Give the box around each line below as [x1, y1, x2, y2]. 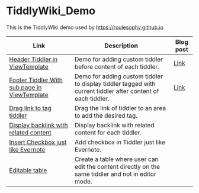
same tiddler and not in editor [75, 170, 156, 178]
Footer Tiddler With [9, 76, 63, 84]
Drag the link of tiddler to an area [75, 104, 166, 112]
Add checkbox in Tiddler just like [75, 138, 166, 146]
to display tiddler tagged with [75, 79, 156, 88]
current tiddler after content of [75, 87, 159, 95]
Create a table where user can [75, 155, 159, 163]
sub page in [9, 83, 42, 91]
